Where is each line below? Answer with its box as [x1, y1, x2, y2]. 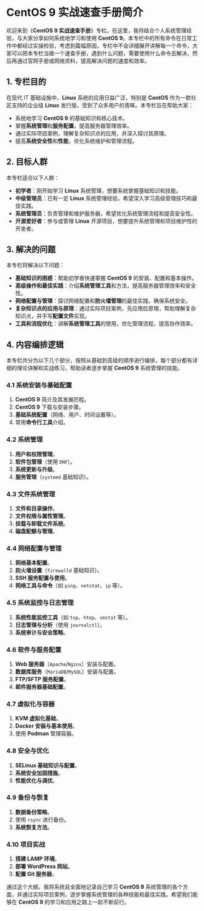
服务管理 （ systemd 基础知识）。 [15, 473, 92, 480]
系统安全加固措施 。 [15, 769, 64, 776]
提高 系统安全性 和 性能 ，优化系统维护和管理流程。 [15, 137, 138, 145]
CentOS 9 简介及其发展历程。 [15, 396, 90, 403]
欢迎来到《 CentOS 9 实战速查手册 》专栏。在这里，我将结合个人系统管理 [6, 27, 187, 34]
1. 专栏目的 [6, 77, 47, 87]
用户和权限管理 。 [15, 450, 58, 457]
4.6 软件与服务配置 [6, 645, 62, 653]
